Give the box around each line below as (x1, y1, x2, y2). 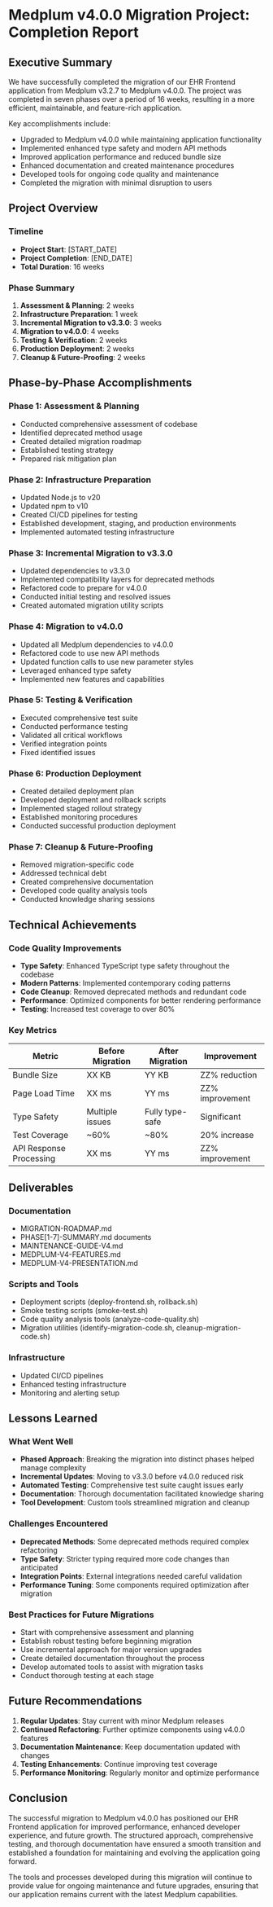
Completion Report (8, 23, 140, 42)
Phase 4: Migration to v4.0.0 (8, 621, 123, 632)
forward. (8, 1856, 37, 1866)
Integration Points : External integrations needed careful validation (19, 1571, 242, 1581)
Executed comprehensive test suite (19, 713, 138, 723)
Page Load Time (12, 1088, 76, 1099)
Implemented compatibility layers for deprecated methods (19, 574, 215, 584)
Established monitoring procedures (19, 812, 138, 822)
